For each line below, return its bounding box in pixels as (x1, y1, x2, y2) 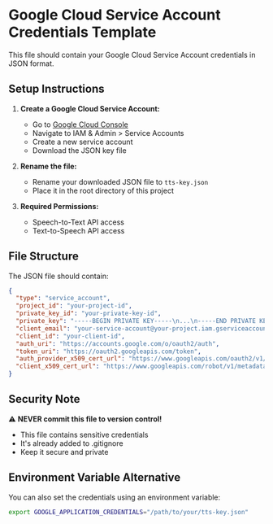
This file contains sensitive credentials (19, 430, 149, 439)
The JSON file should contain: (8, 271, 109, 281)
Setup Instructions (8, 82, 105, 96)
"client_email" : (15, 324, 71, 333)
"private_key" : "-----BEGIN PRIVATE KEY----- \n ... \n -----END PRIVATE (15, 317, 256, 325)
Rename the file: (19, 161, 77, 171)
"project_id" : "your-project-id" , (15, 302, 132, 310)
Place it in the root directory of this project (32, 186, 175, 195)
